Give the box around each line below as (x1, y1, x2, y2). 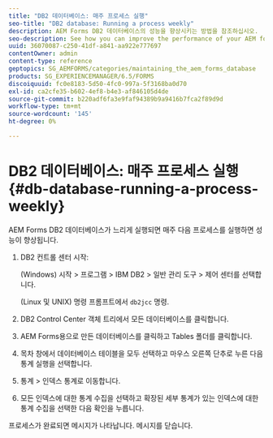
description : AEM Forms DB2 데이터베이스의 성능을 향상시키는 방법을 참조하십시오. (8, 27, 258, 35)
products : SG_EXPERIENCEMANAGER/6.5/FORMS (8, 72, 154, 80)
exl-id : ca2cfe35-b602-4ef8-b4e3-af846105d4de (8, 87, 169, 96)
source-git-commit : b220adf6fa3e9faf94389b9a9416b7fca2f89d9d (8, 95, 223, 103)
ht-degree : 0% (8, 118, 57, 126)
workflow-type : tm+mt (8, 102, 82, 110)
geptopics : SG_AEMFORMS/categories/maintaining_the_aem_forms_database (8, 65, 256, 73)
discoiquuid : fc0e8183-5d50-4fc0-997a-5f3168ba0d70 (8, 79, 187, 88)
